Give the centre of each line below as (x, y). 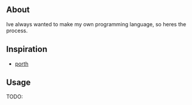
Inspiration (27, 49)
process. (17, 30)
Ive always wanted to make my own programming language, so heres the (96, 24)
